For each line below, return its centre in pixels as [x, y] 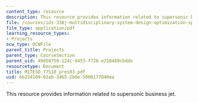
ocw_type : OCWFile [29, 45]
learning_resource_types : [38, 34]
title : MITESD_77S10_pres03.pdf [46, 72]
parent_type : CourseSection [41, 55]
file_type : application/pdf [41, 28]
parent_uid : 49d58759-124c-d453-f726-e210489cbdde [70, 61]
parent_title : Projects [35, 50]
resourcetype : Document [35, 66]
